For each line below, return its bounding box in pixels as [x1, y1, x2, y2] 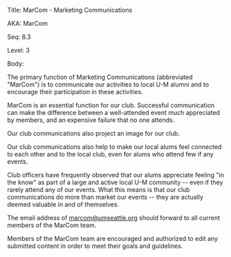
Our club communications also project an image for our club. [7, 130, 181, 137]
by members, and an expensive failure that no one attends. [7, 116, 175, 124]
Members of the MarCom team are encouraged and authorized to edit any [7, 235, 219, 242]
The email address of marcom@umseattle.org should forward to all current [7, 214, 220, 222]
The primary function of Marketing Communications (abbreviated [7, 73, 193, 81]
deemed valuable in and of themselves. [7, 200, 120, 209]
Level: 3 [7, 46, 30, 54]
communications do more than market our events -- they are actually [7, 193, 204, 201]
